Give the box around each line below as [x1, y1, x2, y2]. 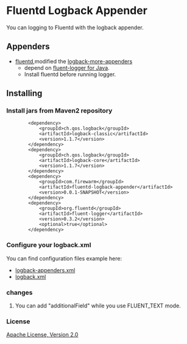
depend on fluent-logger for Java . [24, 64, 110, 71]
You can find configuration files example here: [6, 254, 122, 262]
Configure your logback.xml [6, 241, 91, 250]
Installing [6, 88, 43, 99]
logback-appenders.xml [15, 266, 76, 274]
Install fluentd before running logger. [24, 71, 116, 78]
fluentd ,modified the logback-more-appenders [15, 57, 133, 65]
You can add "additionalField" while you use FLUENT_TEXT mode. [15, 302, 181, 309]
